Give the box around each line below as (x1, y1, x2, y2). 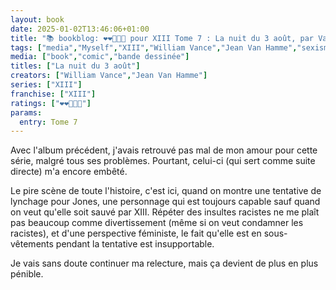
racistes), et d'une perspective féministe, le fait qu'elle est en (10, 227, 262, 240)
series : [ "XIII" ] (10, 80, 83, 90)
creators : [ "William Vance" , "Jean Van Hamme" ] (10, 71, 208, 81)
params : (10, 107, 43, 118)
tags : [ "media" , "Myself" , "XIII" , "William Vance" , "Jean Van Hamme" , (10, 42, 298, 53)
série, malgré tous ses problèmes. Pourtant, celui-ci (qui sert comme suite (10, 155, 316, 167)
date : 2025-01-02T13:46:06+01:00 (10, 24, 150, 34)
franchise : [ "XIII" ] (10, 89, 97, 99)
